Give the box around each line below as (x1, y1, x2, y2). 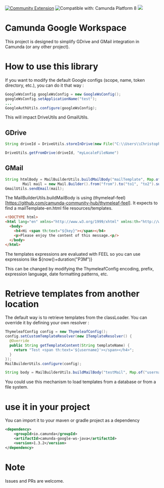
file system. (5, 384, 28, 390)
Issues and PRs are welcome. (5, 478, 64, 484)
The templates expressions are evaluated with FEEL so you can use (5, 251, 141, 257)
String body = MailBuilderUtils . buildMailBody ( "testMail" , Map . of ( (5, 370, 145, 375)
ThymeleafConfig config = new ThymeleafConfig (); (5, 329, 108, 334)
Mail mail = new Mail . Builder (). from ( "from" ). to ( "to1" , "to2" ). (22, 181, 156, 186)
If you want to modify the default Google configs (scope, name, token (5, 77, 145, 83)
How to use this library (5, 61, 99, 72)
